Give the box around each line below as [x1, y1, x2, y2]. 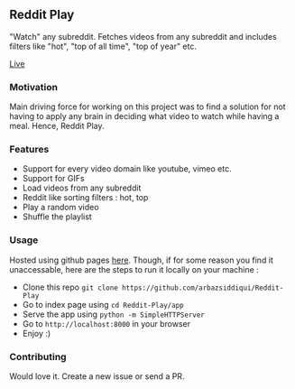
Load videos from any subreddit [22, 182, 142, 193]
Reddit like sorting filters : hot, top [22, 192, 149, 203]
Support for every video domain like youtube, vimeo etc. [22, 163, 232, 174]
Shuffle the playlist [22, 211, 92, 222]
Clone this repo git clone [22, 282, 119, 292]
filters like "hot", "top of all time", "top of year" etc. [9, 41, 197, 51]
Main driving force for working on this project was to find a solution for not [9, 101, 286, 112]
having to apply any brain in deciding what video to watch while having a [9, 111, 280, 122]
